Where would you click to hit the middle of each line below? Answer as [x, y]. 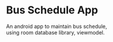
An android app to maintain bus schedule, [56, 26]
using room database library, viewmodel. [55, 32]
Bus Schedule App [52, 10]
